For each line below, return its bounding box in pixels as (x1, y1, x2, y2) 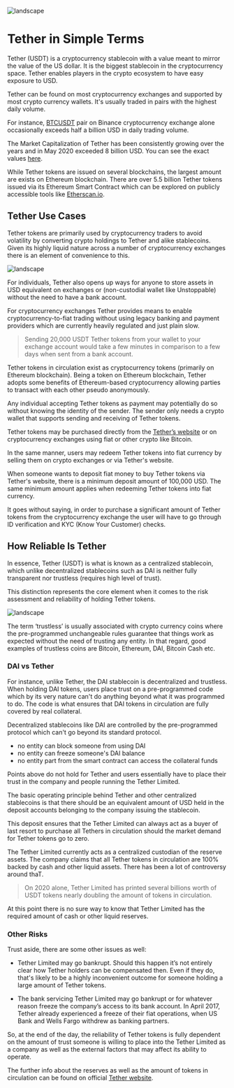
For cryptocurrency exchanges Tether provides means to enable (7, 306, 193, 314)
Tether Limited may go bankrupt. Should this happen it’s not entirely (17, 959, 213, 967)
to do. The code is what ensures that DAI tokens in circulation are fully (7, 699, 210, 708)
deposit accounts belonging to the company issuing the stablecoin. (7, 806, 200, 814)
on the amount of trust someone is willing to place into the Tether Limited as (7, 1038, 226, 1046)
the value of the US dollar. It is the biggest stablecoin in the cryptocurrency (7, 61, 224, 70)
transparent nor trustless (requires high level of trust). (7, 574, 162, 582)
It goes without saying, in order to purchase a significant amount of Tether (7, 505, 221, 514)
